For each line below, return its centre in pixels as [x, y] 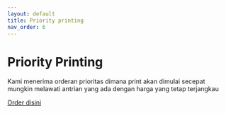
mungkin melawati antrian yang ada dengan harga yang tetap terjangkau [113, 89]
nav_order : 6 [27, 27]
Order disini [24, 102]
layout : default [31, 14]
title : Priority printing [45, 20]
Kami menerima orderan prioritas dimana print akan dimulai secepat [106, 81]
